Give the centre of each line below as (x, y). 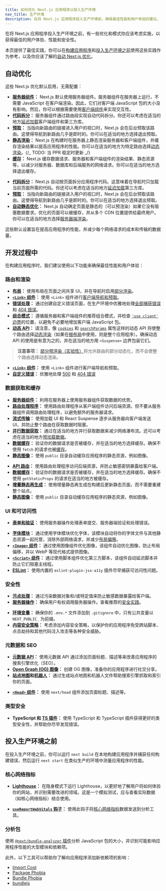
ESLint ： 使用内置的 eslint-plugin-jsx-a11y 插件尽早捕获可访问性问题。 (86, 570)
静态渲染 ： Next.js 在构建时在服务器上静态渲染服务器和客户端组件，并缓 (85, 140)
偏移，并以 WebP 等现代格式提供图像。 (52, 552)
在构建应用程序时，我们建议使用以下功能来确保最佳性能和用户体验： (74, 265)
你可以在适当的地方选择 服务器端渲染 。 (51, 219)
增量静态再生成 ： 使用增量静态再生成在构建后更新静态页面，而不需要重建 (86, 484)
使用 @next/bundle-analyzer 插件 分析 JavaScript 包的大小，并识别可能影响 (81, 841)
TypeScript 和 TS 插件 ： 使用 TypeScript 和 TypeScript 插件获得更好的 (84, 718)
